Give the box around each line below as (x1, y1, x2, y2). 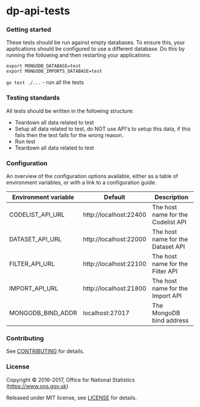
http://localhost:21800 (83, 284, 147, 293)
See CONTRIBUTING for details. (6, 347, 85, 355)
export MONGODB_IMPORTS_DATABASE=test (6, 69, 102, 74)
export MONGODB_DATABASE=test (6, 63, 82, 69)
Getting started (6, 26, 52, 34)
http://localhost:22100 (83, 260, 147, 268)
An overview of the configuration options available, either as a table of (6, 173, 179, 180)
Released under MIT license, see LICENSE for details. (6, 394, 137, 401)
